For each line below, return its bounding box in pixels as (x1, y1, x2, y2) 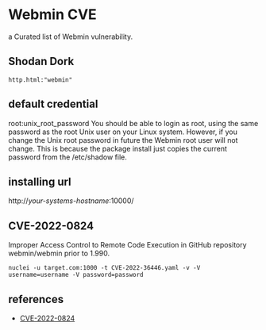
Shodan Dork (8, 55, 75, 68)
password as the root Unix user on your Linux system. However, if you (8, 127, 238, 136)
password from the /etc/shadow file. (8, 152, 127, 162)
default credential (8, 98, 98, 111)
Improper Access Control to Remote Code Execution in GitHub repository (8, 240, 248, 250)
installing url (8, 175, 71, 188)
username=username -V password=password (8, 271, 145, 279)
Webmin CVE (8, 6, 97, 24)
